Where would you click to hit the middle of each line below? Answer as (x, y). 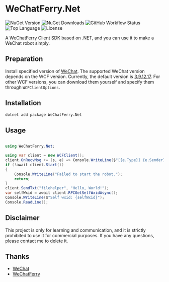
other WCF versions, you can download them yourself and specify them (80, 82)
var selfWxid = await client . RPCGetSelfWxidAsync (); (62, 193)
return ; (22, 179)
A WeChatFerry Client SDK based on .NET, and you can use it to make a (80, 38)
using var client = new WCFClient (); (45, 156)
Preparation (24, 59)
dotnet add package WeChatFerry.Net (44, 115)
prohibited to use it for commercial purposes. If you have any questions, (80, 235)
